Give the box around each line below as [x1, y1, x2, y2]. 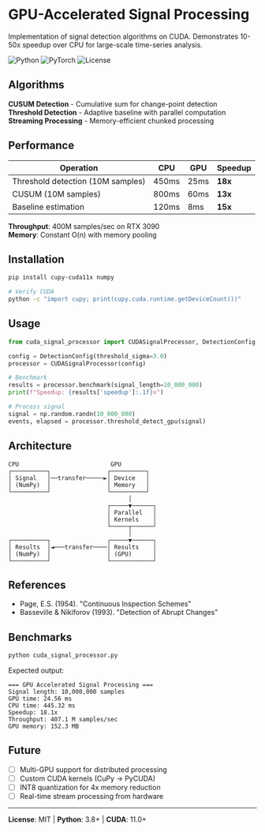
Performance [8, 139, 75, 152]
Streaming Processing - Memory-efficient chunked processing [8, 116, 215, 126]
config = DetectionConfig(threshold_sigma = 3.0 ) [8, 352, 168, 360]
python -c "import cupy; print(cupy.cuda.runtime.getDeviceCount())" [8, 295, 242, 303]
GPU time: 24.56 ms [8, 695, 73, 703]
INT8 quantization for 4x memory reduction [19, 782, 161, 792]
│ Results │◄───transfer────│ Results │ [8, 543, 157, 551]
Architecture [8, 440, 73, 453]
